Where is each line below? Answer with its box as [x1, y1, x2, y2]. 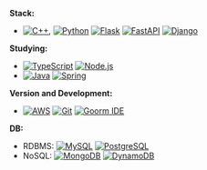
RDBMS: [22, 141, 55, 151]
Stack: [9, 8, 35, 18]
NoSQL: [22, 150, 53, 161]
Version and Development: [9, 88, 113, 98]
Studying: [9, 43, 48, 54]
